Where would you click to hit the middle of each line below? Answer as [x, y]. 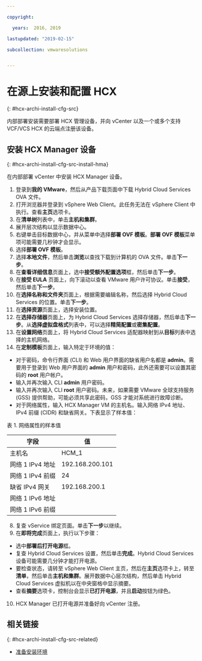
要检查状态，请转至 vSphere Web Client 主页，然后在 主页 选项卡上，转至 [105, 568]
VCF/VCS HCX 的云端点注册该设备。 [52, 129]
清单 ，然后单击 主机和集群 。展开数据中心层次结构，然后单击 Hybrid [99, 576]
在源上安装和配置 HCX [62, 92]
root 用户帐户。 [47, 375]
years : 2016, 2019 [37, 28]
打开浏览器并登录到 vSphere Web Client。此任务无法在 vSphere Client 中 [106, 204]
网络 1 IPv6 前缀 [33, 510]
